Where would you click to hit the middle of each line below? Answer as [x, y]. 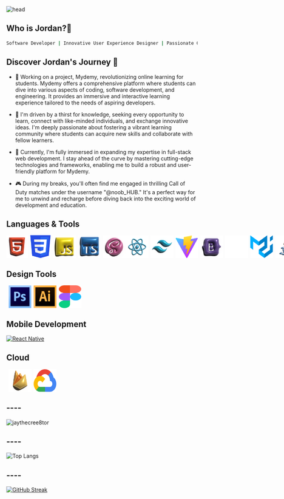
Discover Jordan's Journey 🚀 [62, 62]
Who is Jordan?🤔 [39, 28]
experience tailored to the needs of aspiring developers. [85, 103]
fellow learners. [35, 140]
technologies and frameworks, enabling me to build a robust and [96, 165]
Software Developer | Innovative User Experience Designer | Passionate [100, 43]
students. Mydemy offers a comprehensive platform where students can [105, 83]
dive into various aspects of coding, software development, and [95, 90]
